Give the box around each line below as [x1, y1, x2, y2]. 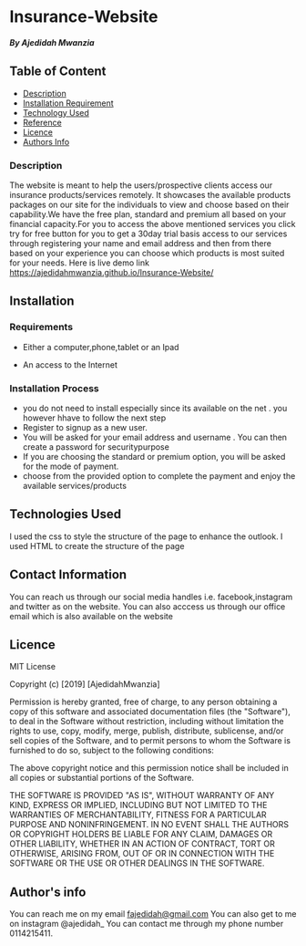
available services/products [22, 480, 127, 491]
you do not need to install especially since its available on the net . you [22, 402, 288, 413]
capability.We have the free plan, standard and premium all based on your [9, 208, 287, 220]
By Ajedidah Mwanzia [9, 36, 95, 47]
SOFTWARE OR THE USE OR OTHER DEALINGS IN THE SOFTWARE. [9, 858, 265, 868]
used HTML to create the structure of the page [9, 540, 185, 551]
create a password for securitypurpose [22, 441, 170, 452]
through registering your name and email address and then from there [9, 237, 271, 248]
